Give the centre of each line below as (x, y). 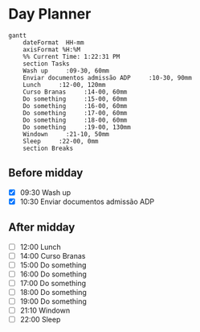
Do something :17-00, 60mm (75, 113)
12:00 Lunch (41, 247)
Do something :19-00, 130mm (77, 127)
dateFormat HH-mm (53, 42)
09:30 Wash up (45, 192)
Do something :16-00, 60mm (75, 106)
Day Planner (50, 14)
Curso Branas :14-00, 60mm (75, 92)
